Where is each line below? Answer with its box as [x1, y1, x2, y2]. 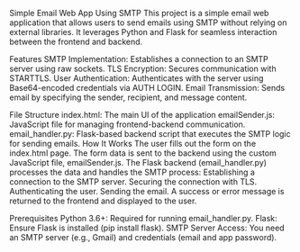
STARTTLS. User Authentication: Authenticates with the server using [9, 73, 264, 84]
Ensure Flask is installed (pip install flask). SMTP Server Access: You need [9, 222, 286, 233]
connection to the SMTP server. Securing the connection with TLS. [9, 176, 258, 187]
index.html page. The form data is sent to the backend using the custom [9, 148, 277, 158]
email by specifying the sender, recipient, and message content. [9, 92, 248, 103]
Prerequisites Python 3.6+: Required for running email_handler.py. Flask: [9, 213, 277, 223]
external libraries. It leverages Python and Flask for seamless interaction [9, 27, 277, 37]
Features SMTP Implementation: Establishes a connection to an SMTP [9, 54, 268, 64]
